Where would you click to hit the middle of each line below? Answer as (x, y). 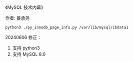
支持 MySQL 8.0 (29, 54)
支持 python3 (26, 48)
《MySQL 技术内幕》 (25, 7)
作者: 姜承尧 (17, 18)
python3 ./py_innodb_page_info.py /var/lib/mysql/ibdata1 (67, 27)
